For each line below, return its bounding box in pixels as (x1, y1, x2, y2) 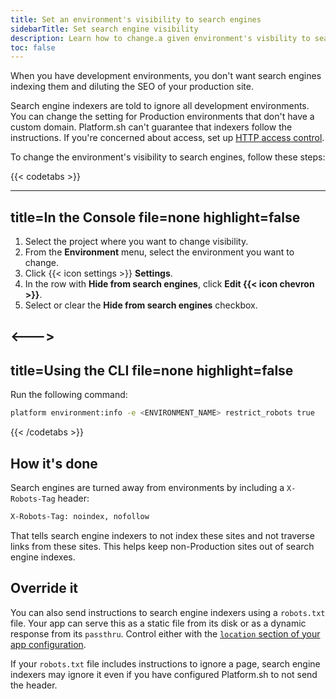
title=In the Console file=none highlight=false (10, 209, 301, 226)
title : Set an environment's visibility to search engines (10, 14, 262, 25)
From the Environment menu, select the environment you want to (24, 246, 295, 258)
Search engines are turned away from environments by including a (10, 481, 285, 493)
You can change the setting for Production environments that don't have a (10, 111, 315, 123)
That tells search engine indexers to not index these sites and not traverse (10, 529, 315, 541)
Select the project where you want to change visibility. (24, 236, 249, 248)
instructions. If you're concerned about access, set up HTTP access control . (10, 132, 325, 144)
